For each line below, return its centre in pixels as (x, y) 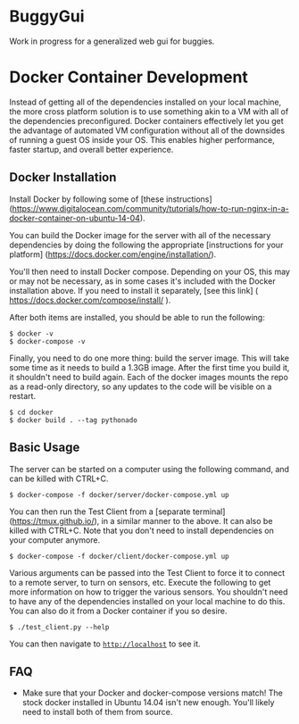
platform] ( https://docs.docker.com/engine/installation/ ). (113, 254)
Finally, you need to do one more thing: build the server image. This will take (149, 358)
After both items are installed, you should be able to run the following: (137, 317)
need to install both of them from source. (97, 712)
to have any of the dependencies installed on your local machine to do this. (147, 601)
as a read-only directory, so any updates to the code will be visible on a (141, 387)
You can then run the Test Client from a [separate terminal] (117, 512)
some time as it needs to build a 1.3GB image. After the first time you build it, (149, 367)
